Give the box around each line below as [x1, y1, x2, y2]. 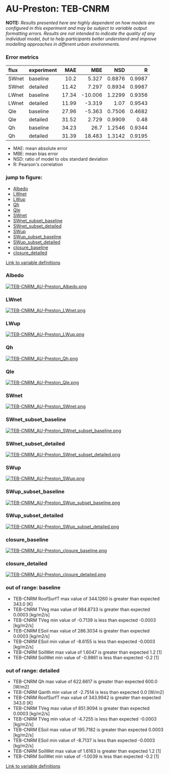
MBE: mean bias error [13, 151, 58, 157]
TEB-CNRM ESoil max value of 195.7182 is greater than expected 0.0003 [13, 726, 164, 733]
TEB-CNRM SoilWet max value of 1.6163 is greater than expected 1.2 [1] [13, 748, 161, 754]
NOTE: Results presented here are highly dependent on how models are [6, 20, 155, 26]
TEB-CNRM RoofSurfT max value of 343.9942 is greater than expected [13, 694, 161, 700]
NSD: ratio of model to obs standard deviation [13, 156, 108, 162]
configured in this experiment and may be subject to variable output [6, 25, 147, 31]
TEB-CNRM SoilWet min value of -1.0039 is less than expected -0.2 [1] [13, 753, 159, 759]
